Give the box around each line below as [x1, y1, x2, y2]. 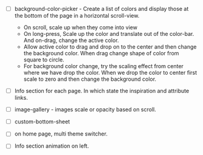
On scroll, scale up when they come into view [23, 24, 138, 31]
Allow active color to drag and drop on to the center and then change [23, 43, 197, 50]
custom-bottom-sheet [14, 118, 71, 125]
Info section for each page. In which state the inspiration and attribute [14, 88, 190, 95]
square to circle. [23, 56, 64, 63]
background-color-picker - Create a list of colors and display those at [14, 5, 189, 12]
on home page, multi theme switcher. [14, 130, 108, 137]
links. [14, 94, 28, 102]
